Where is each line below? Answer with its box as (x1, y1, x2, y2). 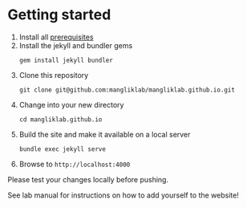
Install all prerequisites (18, 32, 94, 42)
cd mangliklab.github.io (18, 115, 103, 124)
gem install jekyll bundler (18, 56, 113, 64)
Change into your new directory (18, 100, 124, 109)
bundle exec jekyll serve (18, 145, 106, 153)
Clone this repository (18, 70, 89, 80)
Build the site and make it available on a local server (18, 129, 191, 139)
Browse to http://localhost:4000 (18, 159, 131, 169)
